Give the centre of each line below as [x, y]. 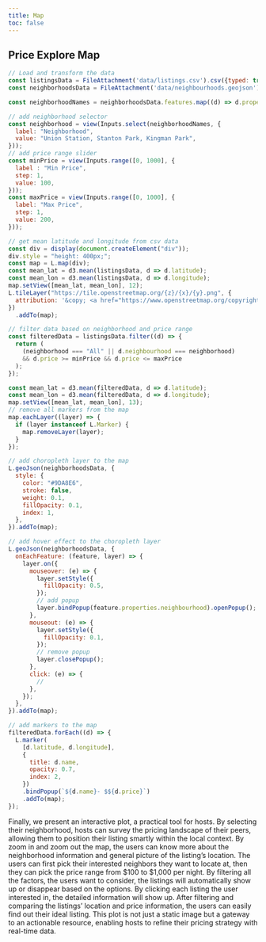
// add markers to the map [53, 726]
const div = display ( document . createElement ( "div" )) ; [99, 249]
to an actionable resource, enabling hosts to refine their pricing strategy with [133, 922]
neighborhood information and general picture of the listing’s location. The [129, 855]
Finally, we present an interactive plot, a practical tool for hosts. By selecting [133, 822]
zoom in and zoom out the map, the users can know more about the [119, 847]
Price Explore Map [54, 55]
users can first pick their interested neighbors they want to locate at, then [128, 864]
